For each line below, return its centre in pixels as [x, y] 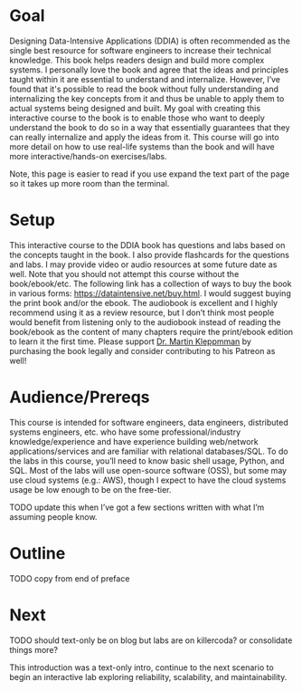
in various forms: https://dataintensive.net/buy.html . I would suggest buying [150, 293]
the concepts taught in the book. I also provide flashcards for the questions [149, 254]
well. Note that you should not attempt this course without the [124, 274]
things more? [34, 649]
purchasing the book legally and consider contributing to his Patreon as [142, 350]
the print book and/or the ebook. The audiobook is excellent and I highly [144, 302]
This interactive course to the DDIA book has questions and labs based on [147, 245]
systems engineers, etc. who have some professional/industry [125, 432]
